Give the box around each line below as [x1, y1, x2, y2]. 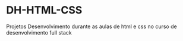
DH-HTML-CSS [6, 4, 83, 17]
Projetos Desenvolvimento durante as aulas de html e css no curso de [6, 23, 177, 30]
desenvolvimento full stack [6, 29, 72, 36]
